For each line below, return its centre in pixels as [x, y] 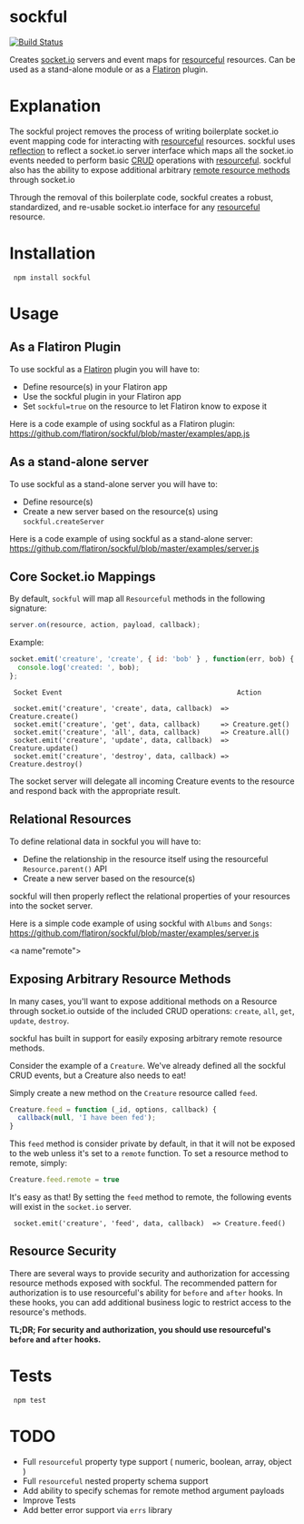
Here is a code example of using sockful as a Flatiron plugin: [123, 423]
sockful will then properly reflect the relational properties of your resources [150, 896]
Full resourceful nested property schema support [115, 1480]
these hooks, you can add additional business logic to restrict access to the [151, 1302]
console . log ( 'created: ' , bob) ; [79, 668]
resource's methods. [48, 1312]
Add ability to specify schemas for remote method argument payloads [153, 1490]
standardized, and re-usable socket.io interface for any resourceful [135, 207]
